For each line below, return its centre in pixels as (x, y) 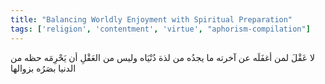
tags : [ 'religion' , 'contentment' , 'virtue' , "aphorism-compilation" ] (160, 29)
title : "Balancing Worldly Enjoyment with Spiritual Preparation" (151, 19)
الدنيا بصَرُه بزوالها (43, 68)
